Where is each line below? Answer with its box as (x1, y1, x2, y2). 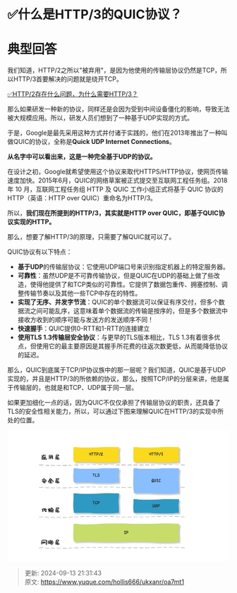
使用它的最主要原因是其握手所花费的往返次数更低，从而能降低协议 (36, 342, 228, 350)
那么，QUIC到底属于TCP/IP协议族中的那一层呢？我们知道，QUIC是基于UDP (7, 366, 226, 374)
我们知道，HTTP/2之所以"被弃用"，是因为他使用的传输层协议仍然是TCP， (7, 66, 221, 75)
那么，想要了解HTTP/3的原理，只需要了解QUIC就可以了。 (7, 233, 176, 241)
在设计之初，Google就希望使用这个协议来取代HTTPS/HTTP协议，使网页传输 (7, 167, 229, 176)
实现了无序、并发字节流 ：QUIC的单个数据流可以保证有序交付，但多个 (17, 298, 219, 307)
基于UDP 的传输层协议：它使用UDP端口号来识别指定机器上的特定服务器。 (17, 262, 229, 271)
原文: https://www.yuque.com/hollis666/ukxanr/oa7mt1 (24, 577, 185, 586)
